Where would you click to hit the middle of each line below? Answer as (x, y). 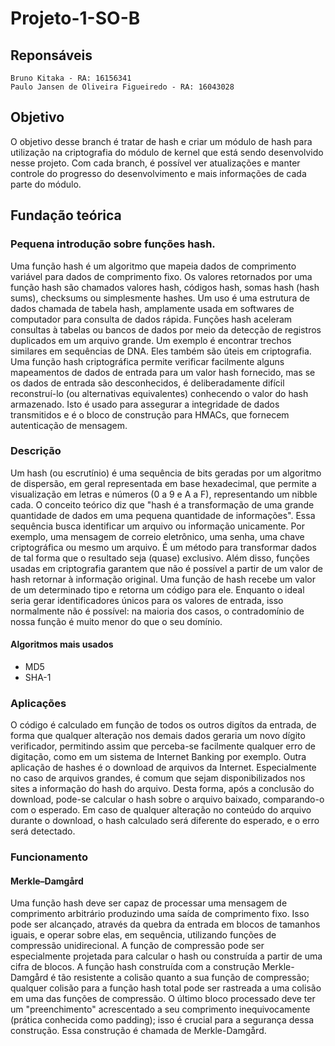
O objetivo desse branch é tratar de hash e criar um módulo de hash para (161, 141)
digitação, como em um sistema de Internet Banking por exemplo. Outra (158, 757)
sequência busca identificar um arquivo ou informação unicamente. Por (158, 526)
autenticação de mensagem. (69, 425)
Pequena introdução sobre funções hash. (113, 244)
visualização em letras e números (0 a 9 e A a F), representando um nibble (164, 494)
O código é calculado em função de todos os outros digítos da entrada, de (163, 725)
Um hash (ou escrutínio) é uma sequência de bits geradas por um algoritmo (166, 473)
